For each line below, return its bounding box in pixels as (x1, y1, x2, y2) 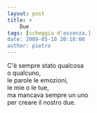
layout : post (7, 10, 45, 17)
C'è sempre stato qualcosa (7, 62, 85, 69)
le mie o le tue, (7, 84, 50, 92)
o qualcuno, (7, 69, 42, 77)
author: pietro (7, 42, 51, 49)
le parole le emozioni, (7, 76, 69, 84)
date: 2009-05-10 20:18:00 (7, 36, 85, 43)
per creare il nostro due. (7, 98, 76, 106)
